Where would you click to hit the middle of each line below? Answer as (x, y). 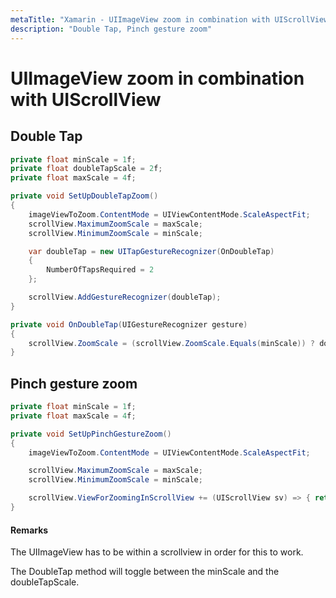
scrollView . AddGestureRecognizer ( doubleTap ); (125, 297)
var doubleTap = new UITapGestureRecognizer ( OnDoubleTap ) (151, 251)
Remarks (29, 530)
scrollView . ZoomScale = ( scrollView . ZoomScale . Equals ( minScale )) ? (171, 343)
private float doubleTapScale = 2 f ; (86, 169)
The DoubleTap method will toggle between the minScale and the (145, 572)
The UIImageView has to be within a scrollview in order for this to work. (157, 552)
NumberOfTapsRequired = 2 (100, 270)
